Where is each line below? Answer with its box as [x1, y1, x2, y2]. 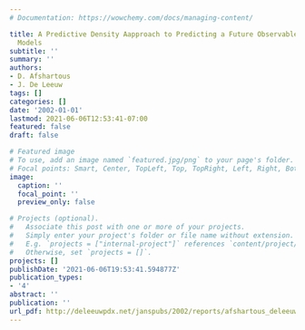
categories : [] [9, 97, 67, 106]
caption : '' [17, 180, 64, 190]
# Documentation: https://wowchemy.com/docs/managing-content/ [9, 13, 254, 23]
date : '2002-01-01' [9, 105, 84, 114]
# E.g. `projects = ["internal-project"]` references [9, 239, 225, 248]
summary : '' [9, 55, 54, 64]
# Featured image [9, 147, 75, 157]
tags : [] [9, 88, 43, 98]
